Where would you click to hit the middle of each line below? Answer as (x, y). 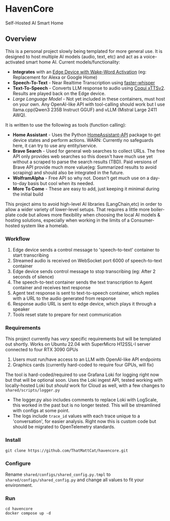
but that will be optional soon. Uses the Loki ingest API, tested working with (84, 380)
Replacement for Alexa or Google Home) (55, 77)
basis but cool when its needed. (61, 183)
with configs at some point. (41, 411)
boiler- (158, 209)
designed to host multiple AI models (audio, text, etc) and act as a (74, 56)
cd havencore (19, 509)
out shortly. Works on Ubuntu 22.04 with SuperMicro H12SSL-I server (78, 344)
